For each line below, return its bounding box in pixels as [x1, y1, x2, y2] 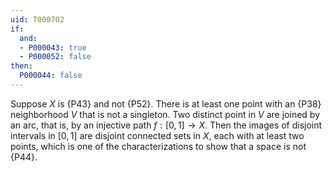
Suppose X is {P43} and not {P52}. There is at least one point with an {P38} [10, 97, 322, 110]
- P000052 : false [19, 52, 92, 62]
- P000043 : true [19, 42, 87, 53]
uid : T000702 [10, 14, 65, 25]
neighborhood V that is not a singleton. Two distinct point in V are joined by [10, 108, 321, 120]
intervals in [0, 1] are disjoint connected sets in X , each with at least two [10, 129, 305, 141]
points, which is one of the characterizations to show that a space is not [10, 140, 307, 152]
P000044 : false [19, 71, 83, 81]
